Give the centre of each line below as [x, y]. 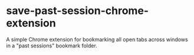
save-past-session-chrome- [78, 11]
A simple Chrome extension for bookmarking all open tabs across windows [97, 39]
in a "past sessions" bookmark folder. [52, 46]
